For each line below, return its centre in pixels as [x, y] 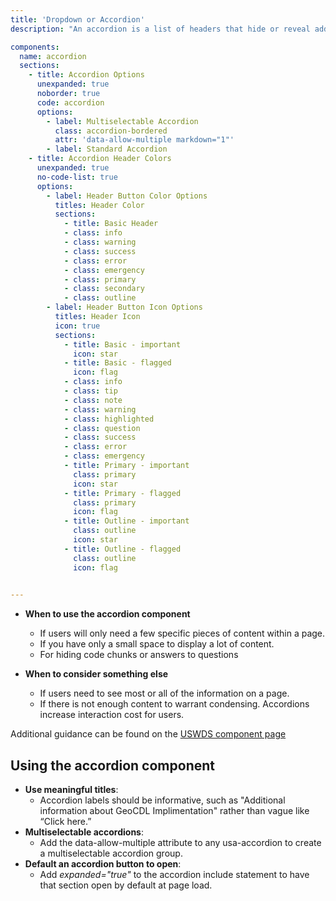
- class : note [93, 400]
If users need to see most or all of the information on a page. [164, 693]
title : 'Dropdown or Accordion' [77, 19]
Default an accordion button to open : [103, 864]
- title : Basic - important [122, 344]
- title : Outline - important [126, 521]
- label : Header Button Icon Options [124, 307]
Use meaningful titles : [71, 790]
